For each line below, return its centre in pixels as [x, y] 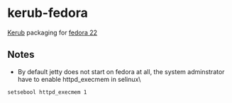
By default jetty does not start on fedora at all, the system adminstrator [121, 71]
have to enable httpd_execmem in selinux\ [79, 79]
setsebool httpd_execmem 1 [47, 92]
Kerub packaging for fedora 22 [53, 32]
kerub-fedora [48, 13]
